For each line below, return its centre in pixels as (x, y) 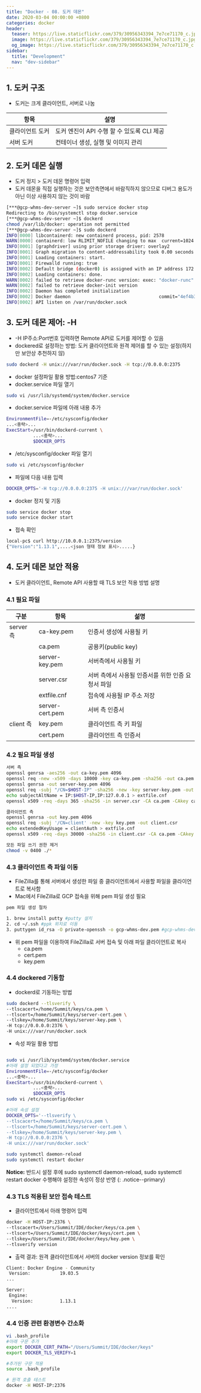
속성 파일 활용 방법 (36, 1043)
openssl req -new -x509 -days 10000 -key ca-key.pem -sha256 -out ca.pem (100, 779)
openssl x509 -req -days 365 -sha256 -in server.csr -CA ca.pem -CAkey (97, 801)
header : (16, 28)
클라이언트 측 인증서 (114, 735)
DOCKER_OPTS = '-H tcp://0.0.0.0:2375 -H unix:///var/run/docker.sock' (95, 488)
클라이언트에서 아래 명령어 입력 (51, 1211)
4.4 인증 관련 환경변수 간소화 (45, 1323)
